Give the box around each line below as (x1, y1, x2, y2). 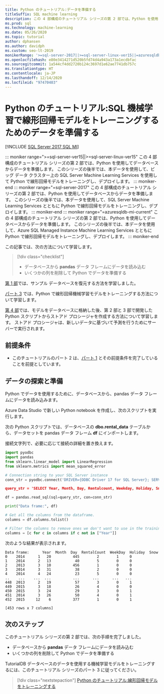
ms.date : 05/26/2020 (5, 30, 47, 35)
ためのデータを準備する (5, 127, 100, 138)
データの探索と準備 (5, 377, 63, 385)
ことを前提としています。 (12, 361, 63, 367)
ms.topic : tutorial (5, 35, 45, 40)
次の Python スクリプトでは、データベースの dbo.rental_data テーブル (5, 424, 146, 430)
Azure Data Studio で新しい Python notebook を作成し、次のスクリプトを (5, 407, 153, 413)
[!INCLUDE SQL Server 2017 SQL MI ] (5, 144, 79, 149)
